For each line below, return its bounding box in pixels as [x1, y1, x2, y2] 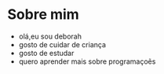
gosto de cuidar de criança [18, 39, 107, 49]
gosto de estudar [18, 48, 75, 57]
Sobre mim [7, 6, 79, 24]
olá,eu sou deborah [18, 31, 82, 41]
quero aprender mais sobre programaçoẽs [18, 57, 156, 66]
